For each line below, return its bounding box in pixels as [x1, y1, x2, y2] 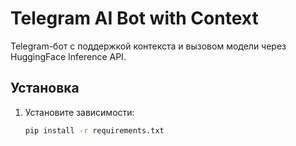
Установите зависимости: [24, 106, 135, 118]
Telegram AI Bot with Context [10, 7, 259, 30]
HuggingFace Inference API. [10, 50, 127, 62]
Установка [10, 80, 80, 97]
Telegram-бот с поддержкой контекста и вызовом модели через [10, 40, 287, 52]
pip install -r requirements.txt [24, 125, 165, 136]
